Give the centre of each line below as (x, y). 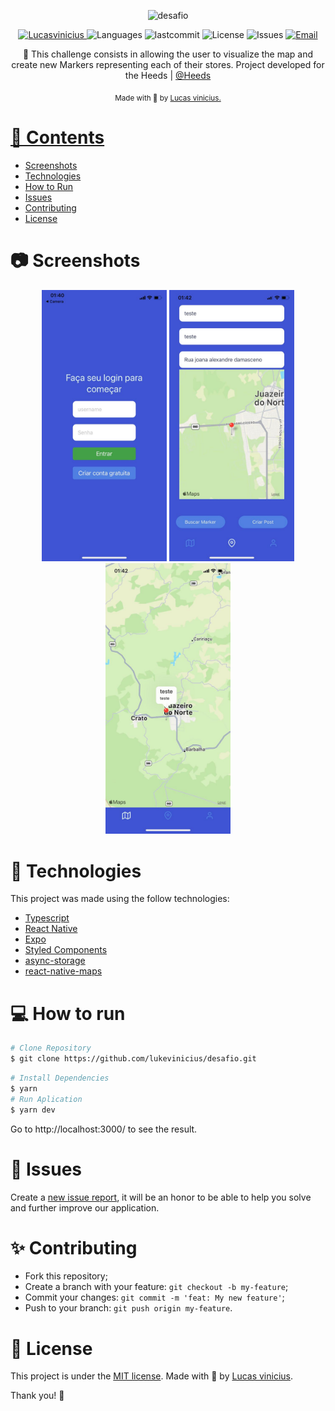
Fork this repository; (66, 1276)
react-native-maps (63, 971)
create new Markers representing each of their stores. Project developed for (168, 64)
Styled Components (66, 950)
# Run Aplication (46, 1099)
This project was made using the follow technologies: (120, 899)
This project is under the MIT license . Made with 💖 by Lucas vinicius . (152, 1376)
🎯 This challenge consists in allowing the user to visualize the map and (168, 54)
